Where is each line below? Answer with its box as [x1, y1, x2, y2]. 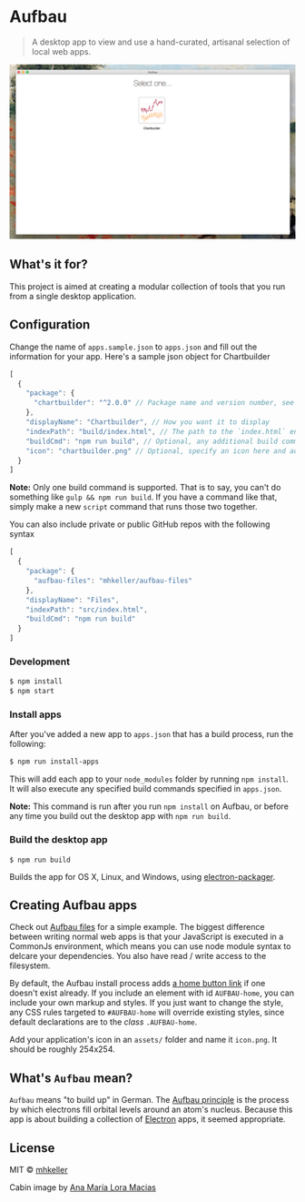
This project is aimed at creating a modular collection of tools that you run [9, 280, 286, 292]
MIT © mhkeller [9, 1165, 68, 1176]
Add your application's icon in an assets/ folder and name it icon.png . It [9, 1035, 278, 1045]
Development [9, 655, 71, 668]
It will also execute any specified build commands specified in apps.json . [9, 783, 282, 794]
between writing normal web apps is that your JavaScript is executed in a [9, 931, 284, 943]
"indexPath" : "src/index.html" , [25, 605, 148, 614]
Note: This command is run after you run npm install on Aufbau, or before [9, 801, 289, 812]
